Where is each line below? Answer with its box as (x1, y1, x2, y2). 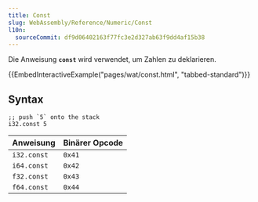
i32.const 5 (8, 121, 47, 128)
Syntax (8, 92, 44, 106)
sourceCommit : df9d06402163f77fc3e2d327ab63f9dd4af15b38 (15, 33, 205, 41)
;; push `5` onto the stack (8, 114, 100, 121)
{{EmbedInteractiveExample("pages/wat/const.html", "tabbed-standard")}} (8, 70, 251, 79)
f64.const (12, 183, 49, 192)
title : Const (8, 11, 51, 20)
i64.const (12, 161, 49, 171)
